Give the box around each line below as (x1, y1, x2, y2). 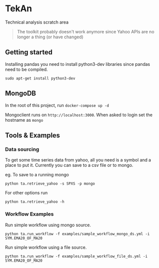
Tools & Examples (5, 131, 60, 139)
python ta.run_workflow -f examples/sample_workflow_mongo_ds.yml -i (5, 231, 150, 236)
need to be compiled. (5, 66, 48, 72)
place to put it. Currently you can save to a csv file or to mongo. (5, 162, 134, 168)
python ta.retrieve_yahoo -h (5, 199, 65, 204)
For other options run (5, 190, 48, 196)
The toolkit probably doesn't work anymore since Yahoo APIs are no (17, 28, 155, 34)
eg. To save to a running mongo (5, 172, 69, 178)
